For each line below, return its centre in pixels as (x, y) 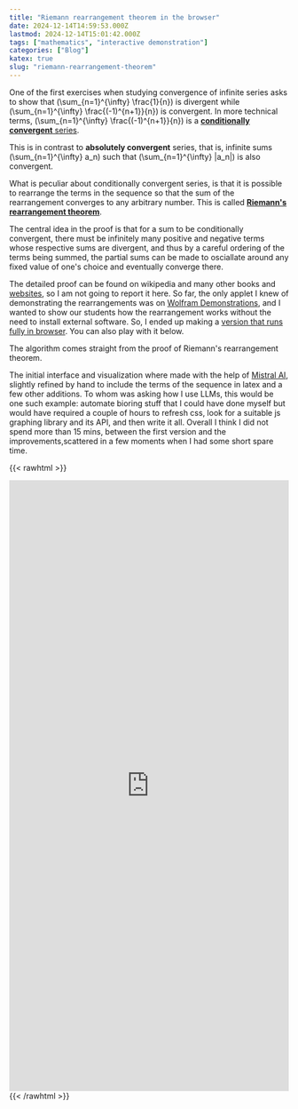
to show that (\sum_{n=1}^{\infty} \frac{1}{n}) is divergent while (125, 101)
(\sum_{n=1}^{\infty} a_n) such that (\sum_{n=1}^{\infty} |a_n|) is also (135, 156)
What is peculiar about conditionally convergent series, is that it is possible (145, 183)
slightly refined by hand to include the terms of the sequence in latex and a (146, 384)
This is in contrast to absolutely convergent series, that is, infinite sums (141, 147)
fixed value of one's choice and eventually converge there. (116, 267)
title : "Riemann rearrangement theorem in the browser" (114, 17)
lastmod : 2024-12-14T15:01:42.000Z (75, 34)
